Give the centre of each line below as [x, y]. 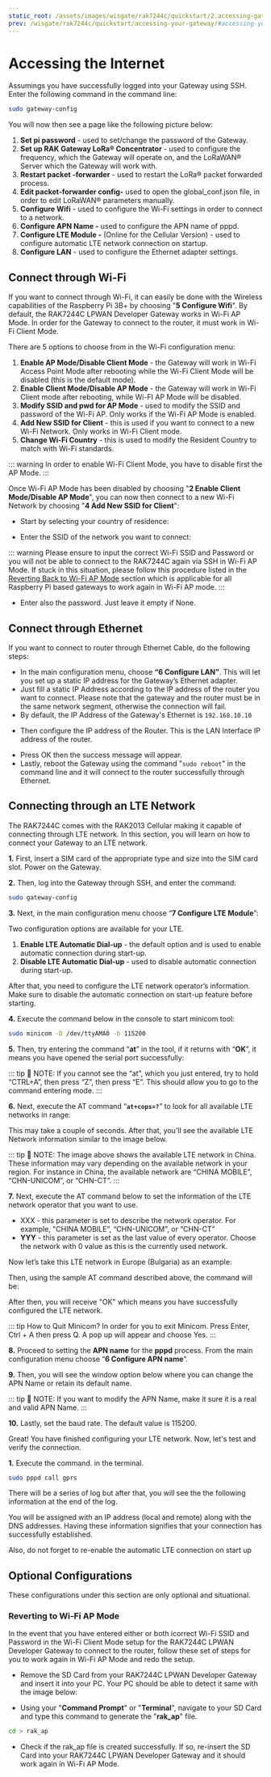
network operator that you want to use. [73, 1204]
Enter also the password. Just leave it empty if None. [108, 603]
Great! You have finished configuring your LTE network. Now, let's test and [132, 1439]
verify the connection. [45, 1447]
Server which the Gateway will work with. [89, 166]
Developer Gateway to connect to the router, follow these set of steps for [129, 1651]
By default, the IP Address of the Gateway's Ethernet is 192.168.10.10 [136, 715]
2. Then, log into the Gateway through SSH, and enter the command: [122, 882]
